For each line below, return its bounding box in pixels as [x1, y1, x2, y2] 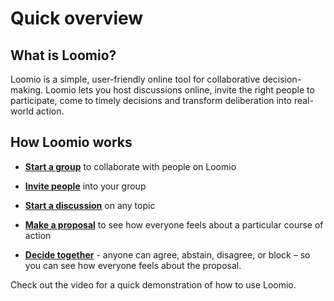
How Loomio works [10, 134, 133, 151]
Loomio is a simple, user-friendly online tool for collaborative [10, 73, 261, 85]
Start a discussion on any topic [24, 199, 156, 211]
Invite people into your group [24, 180, 147, 192]
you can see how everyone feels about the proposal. [24, 259, 242, 271]
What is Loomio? [10, 47, 117, 64]
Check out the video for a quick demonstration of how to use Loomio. [10, 278, 297, 291]
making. [10, 84, 44, 96]
